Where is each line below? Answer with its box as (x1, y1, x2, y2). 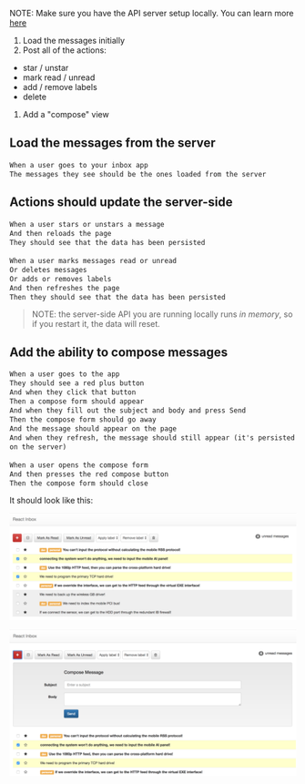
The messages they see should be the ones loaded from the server (9, 169, 267, 178)
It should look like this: (9, 495, 94, 506)
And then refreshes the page (9, 283, 120, 292)
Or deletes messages (9, 265, 88, 274)
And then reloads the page (9, 229, 112, 238)
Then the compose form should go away (9, 415, 157, 424)
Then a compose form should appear (9, 397, 145, 406)
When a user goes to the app (9, 370, 120, 379)
